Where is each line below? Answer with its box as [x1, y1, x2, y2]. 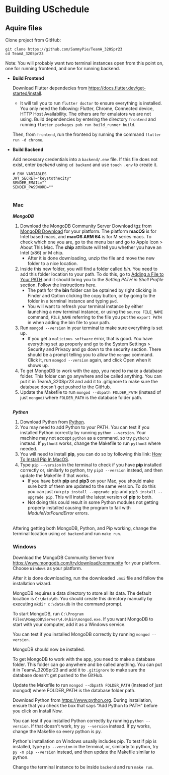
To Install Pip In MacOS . [20, 456, 69, 462]
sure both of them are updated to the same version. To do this [27, 483, 156, 489]
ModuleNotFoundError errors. [27, 510, 89, 516]
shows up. [27, 362, 49, 368]
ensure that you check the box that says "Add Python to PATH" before [12, 703, 157, 709]
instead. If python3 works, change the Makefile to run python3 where [20, 440, 161, 446]
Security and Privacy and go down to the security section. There [27, 346, 161, 352]
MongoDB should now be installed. [12, 646, 86, 652]
